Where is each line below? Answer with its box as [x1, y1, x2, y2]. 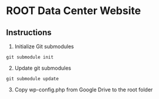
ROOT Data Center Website [6, 4, 141, 18]
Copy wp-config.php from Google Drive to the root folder [14, 86, 153, 93]
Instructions [6, 28, 52, 37]
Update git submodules [14, 64, 72, 71]
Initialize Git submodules [14, 43, 75, 50]
